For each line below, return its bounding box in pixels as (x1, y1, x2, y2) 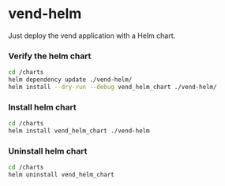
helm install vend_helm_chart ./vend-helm (8, 127, 150, 135)
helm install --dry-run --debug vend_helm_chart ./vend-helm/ (8, 83, 217, 91)
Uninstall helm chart (8, 145, 88, 156)
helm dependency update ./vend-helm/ (8, 76, 133, 84)
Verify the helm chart (8, 50, 92, 61)
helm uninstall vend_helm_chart (8, 171, 114, 179)
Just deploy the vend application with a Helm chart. (8, 31, 176, 40)
